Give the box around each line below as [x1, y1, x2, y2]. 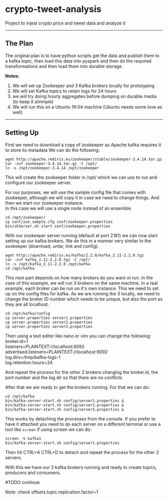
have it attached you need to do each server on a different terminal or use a [5, 421, 161, 427]
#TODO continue [5, 479, 40, 485]
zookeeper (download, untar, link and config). [5, 243, 99, 249]
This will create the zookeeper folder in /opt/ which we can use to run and [5, 174, 157, 180]
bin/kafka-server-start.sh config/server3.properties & [5, 407, 124, 412]
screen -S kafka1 [5, 436, 41, 441]
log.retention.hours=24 [5, 359, 53, 365]
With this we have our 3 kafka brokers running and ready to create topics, [5, 464, 157, 470]
